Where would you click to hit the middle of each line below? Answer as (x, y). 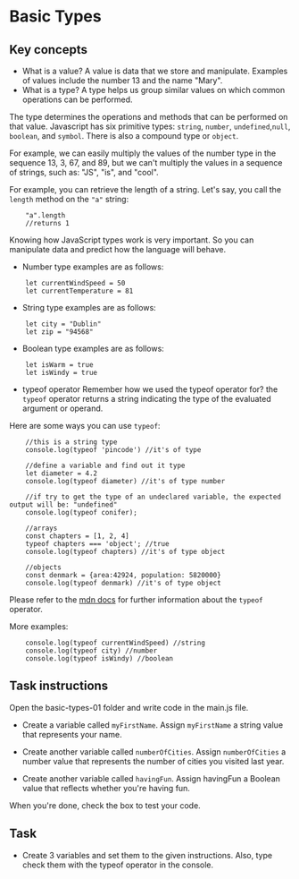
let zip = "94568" (59, 332)
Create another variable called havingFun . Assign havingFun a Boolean (151, 778)
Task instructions (59, 686)
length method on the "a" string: (69, 199)
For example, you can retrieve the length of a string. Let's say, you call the (145, 189)
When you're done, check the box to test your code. (105, 805)
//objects (44, 568)
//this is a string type (71, 442)
